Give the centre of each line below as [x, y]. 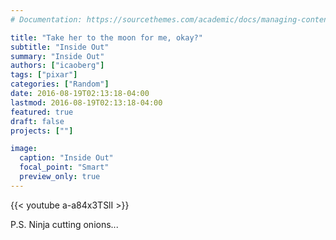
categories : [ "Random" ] [60, 84]
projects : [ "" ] [42, 131]
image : [24, 149]
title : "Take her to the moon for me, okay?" [106, 37]
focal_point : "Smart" [64, 167]
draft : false [37, 121]
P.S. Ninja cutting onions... [64, 224]
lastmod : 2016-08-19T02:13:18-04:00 [86, 102]
